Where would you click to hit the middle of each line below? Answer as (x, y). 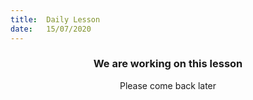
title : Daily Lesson (55, 19)
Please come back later (168, 85)
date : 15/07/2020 (51, 29)
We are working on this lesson (168, 64)
